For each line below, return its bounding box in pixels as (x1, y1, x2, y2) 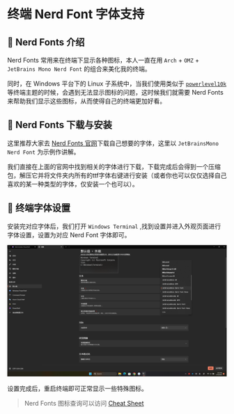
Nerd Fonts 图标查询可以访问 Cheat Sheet (24, 399, 144, 407)
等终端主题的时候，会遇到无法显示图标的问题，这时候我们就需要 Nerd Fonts (7, 88, 224, 96)
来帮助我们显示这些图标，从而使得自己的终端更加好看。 (7, 97, 166, 105)
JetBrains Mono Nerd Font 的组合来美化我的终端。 (7, 65, 151, 73)
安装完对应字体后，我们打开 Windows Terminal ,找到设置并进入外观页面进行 (7, 222, 221, 230)
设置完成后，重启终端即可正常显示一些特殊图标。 (7, 384, 148, 392)
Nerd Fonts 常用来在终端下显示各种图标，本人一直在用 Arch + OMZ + (7, 56, 200, 64)
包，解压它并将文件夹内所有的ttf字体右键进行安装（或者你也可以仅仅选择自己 (7, 171, 227, 180)
